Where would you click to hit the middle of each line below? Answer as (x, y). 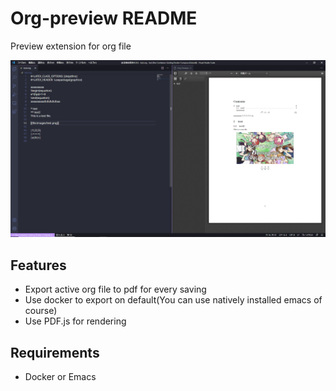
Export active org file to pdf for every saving (115, 289)
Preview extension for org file (71, 46)
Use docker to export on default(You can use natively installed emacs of (173, 300)
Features (38, 265)
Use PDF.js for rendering (75, 321)
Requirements (55, 352)
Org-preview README (104, 18)
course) (41, 311)
